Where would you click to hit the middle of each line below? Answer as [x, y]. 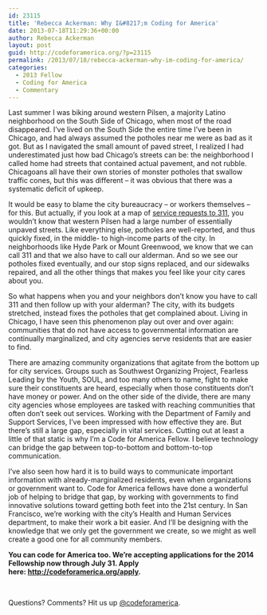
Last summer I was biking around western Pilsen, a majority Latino [117, 113]
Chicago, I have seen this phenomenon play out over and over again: [121, 322]
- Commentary [37, 90]
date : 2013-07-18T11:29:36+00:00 [64, 30]
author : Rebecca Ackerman [51, 38]
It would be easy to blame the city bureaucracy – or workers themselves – [130, 204]
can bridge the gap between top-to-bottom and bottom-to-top [111, 447]
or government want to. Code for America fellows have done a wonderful [128, 489]
